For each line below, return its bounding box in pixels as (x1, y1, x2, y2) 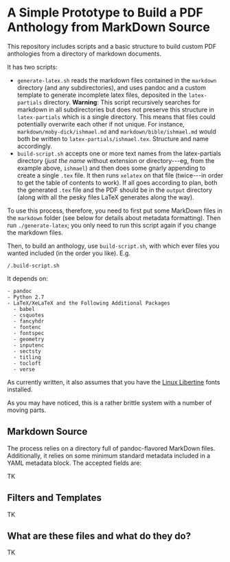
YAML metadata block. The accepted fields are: (7, 459, 142, 467)
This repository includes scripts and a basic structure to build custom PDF (7, 42, 217, 50)
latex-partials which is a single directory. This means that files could (16, 112, 216, 121)
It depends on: (7, 274, 48, 283)
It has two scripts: (7, 63, 58, 71)
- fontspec (13, 329, 45, 336)
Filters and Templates (7, 492, 102, 504)
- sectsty (13, 347, 41, 355)
